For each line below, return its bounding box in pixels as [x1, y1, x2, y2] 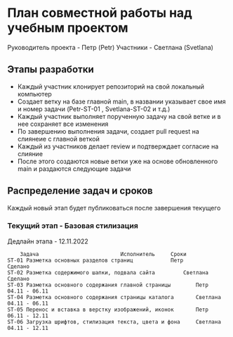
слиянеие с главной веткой [17, 134, 100, 143]
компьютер [17, 89, 53, 98]
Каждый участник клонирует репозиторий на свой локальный [17, 82, 205, 91]
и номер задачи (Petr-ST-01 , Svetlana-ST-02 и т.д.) [17, 104, 171, 113]
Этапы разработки [7, 63, 94, 75]
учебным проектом [7, 20, 128, 36]
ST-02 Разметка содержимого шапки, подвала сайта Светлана [7, 269, 209, 276]
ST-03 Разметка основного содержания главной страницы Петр [7, 281, 209, 288]
